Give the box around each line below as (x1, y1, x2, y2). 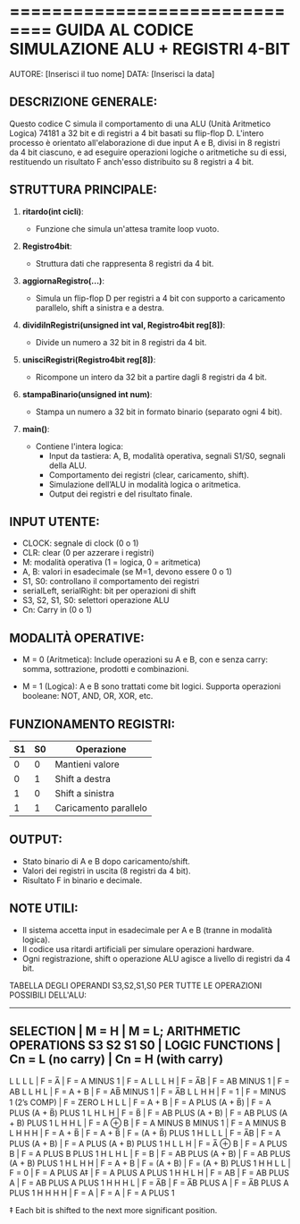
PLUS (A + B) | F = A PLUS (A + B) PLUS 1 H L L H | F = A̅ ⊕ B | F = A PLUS (9, 1138, 287, 1150)
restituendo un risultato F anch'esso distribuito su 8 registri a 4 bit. (9, 156, 254, 166)
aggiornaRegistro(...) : (21, 275, 105, 286)
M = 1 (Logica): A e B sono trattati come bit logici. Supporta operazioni (21, 681, 281, 692)
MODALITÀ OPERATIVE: (9, 630, 145, 645)
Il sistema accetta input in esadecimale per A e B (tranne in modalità (21, 924, 272, 935)
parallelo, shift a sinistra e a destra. (35, 302, 165, 313)
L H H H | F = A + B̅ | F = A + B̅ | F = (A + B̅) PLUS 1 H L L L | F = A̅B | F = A (9, 1128, 281, 1139)
